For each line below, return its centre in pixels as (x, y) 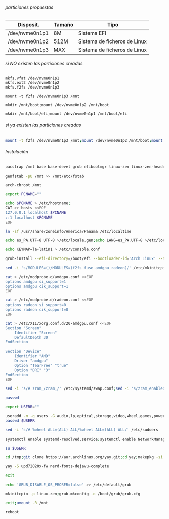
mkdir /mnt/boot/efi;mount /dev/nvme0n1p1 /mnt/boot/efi (66, 114)
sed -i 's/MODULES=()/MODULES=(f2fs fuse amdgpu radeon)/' (68, 268)
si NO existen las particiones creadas (44, 63)
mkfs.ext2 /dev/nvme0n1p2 (32, 83)
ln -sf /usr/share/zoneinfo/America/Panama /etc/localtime (68, 231)
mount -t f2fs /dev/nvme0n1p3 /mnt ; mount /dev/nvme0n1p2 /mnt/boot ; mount (84, 140)
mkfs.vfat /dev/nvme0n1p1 (32, 78)
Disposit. (28, 25)
